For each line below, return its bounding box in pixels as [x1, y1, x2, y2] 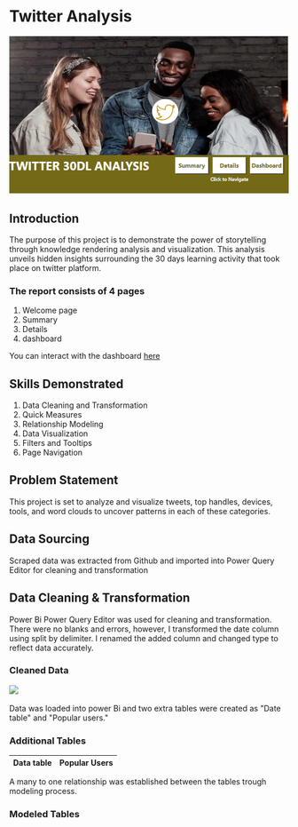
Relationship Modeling [21, 419, 104, 430]
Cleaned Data [9, 664, 69, 677]
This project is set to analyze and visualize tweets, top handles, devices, [9, 496, 273, 507]
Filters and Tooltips [21, 438, 93, 449]
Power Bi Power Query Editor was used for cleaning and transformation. [9, 614, 272, 624]
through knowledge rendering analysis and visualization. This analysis [9, 243, 265, 254]
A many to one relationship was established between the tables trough [9, 776, 267, 787]
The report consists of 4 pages [9, 284, 145, 297]
